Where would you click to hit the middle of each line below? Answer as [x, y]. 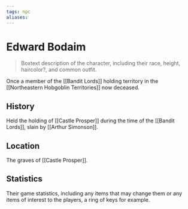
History [20, 106]
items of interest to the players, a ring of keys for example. [78, 199]
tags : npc [19, 12]
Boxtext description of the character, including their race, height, [101, 63]
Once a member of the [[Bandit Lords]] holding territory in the [82, 81]
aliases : [17, 17]
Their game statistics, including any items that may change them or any [94, 193]
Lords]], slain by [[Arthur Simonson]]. [52, 127]
